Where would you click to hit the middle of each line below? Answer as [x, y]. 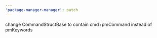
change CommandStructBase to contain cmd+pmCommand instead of [79, 24]
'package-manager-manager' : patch [42, 10]
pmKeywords [19, 30]
